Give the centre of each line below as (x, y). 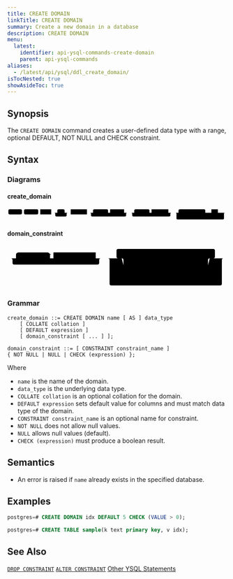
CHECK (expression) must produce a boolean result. (91, 441)
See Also (27, 552)
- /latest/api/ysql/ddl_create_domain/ (72, 72)
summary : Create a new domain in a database (73, 27)
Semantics (31, 463)
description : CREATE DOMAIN (48, 33)
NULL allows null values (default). (64, 433)
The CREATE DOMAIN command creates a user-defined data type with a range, (117, 131)
